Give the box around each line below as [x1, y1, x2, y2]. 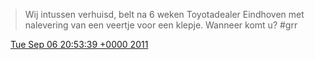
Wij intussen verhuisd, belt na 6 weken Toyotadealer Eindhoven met [24, 9, 305, 20]
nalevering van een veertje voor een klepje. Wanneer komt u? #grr [24, 19, 298, 31]
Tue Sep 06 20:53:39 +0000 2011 [9, 39, 149, 50]
